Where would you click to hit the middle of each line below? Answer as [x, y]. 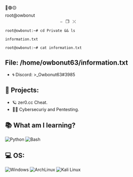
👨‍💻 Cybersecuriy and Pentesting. [45, 109]
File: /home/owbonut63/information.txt [66, 63]
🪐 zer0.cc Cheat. [30, 102]
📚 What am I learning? [40, 125]
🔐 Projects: [22, 90]
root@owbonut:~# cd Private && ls [40, 31]
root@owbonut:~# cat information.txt [44, 48]
